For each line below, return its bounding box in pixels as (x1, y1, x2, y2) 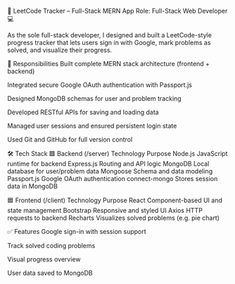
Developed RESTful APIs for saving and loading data (7, 108, 160, 116)
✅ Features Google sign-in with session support (7, 228, 146, 235)
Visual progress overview (7, 255, 81, 264)
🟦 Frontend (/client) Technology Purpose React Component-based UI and (7, 196, 223, 204)
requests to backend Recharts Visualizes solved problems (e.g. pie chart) (7, 214, 220, 222)
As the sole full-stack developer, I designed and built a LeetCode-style (7, 31, 212, 39)
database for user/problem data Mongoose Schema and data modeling (7, 167, 213, 175)
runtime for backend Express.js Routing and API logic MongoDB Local (7, 159, 210, 168)
